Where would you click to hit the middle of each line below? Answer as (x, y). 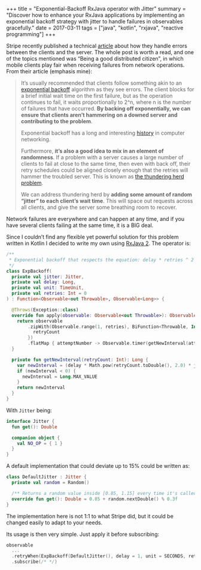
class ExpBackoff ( (29, 271)
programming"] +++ (31, 34)
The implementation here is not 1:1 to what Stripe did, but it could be (90, 516)
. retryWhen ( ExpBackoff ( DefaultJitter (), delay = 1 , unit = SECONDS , (99, 556)
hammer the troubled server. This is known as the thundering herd (102, 176)
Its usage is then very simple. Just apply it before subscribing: (83, 534)
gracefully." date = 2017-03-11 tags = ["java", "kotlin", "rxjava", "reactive (95, 28)
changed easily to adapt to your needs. (54, 523)
